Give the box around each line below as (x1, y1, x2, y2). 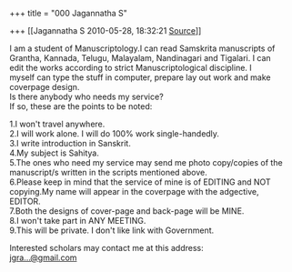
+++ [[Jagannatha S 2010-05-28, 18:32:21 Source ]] (9, 25, 202, 35)
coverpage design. (9, 82, 80, 92)
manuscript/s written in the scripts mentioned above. (9, 167, 207, 177)
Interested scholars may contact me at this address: (9, 243, 205, 253)
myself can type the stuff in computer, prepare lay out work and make (9, 72, 271, 83)
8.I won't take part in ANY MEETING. (9, 216, 146, 226)
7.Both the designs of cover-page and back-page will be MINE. (9, 206, 245, 217)
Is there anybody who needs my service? (9, 91, 164, 102)
